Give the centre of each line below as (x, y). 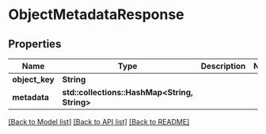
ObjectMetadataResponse (96, 15)
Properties (35, 44)
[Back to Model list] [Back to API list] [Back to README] (99, 122)
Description (223, 66)
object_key (33, 79)
